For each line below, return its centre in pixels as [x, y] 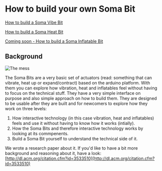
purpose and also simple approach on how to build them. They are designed [81, 98]
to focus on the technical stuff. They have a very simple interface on [73, 93]
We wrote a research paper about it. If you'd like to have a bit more [71, 148]
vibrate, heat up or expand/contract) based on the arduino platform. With [78, 83]
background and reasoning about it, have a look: [53, 153]
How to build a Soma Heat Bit [34, 32]
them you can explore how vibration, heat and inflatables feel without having [81, 88]
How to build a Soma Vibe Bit [34, 22]
